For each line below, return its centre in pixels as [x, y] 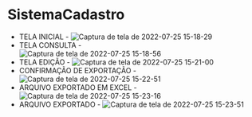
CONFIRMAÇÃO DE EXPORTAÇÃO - [78, 70]
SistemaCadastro [66, 15]
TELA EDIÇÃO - [45, 62]
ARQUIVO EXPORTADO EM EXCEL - [78, 87]
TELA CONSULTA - [50, 45]
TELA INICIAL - [44, 37]
